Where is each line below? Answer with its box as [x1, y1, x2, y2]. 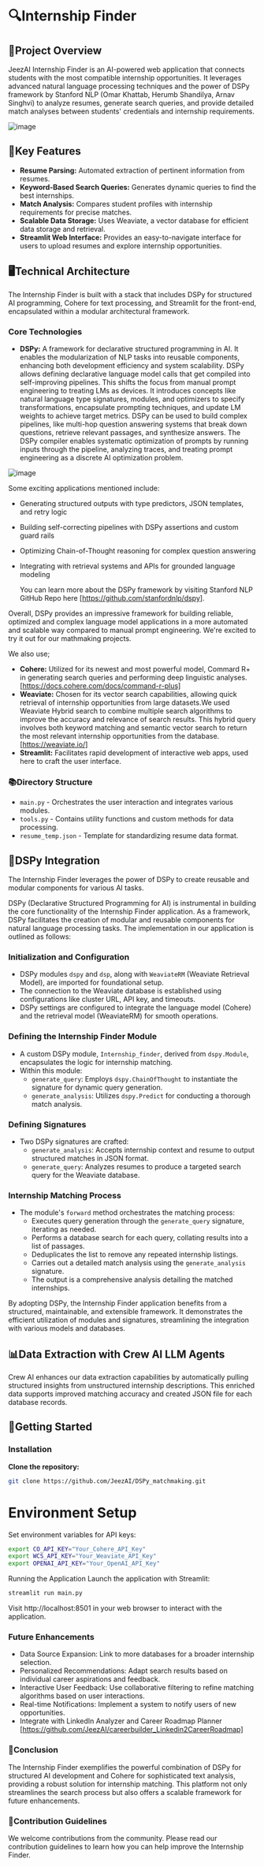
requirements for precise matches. [19, 207, 132, 217]
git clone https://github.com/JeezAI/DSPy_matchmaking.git [8, 1477, 206, 1485]
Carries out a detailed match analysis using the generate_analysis [31, 1258, 246, 1268]
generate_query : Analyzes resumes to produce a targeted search [31, 1161, 242, 1171]
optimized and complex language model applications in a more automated [8, 616, 248, 626]
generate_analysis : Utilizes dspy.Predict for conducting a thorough [31, 1090, 251, 1101]
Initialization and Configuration [8, 952, 130, 963]
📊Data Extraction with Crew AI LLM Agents [8, 1347, 225, 1361]
